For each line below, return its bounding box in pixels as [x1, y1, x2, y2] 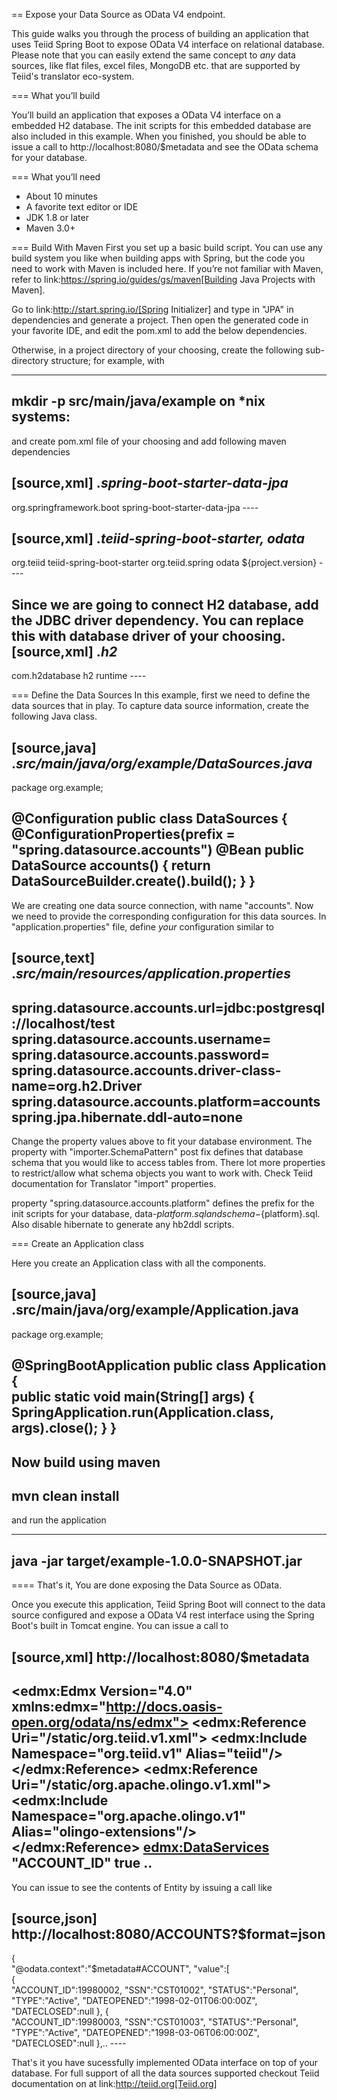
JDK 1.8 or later [25, 212, 89, 223]
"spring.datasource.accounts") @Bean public [11, 842, 305, 859]
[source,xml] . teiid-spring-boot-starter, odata [11, 530, 306, 548]
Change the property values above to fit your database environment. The [11, 1135, 313, 1148]
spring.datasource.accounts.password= [11, 1046, 271, 1063]
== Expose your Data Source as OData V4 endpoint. [11, 9, 226, 20]
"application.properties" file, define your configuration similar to [11, 920, 275, 933]
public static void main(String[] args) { [11, 1389, 255, 1406]
